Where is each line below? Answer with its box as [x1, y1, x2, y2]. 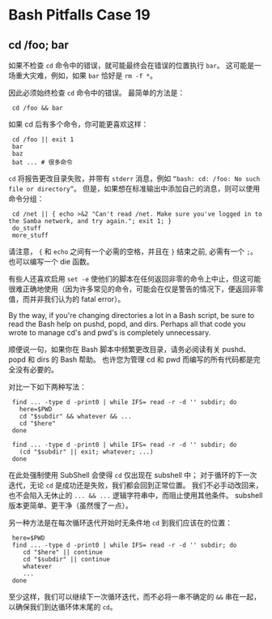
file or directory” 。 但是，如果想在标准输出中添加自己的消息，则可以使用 [8, 184, 261, 193]
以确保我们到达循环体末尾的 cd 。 [8, 602, 117, 612]
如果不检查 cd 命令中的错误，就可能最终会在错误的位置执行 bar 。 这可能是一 [8, 61, 261, 70]
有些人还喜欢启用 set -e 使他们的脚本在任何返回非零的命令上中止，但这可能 [8, 274, 261, 283]
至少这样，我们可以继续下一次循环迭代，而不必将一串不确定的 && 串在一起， [8, 592, 261, 601]
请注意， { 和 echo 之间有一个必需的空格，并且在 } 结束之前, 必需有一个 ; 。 [8, 247, 257, 256]
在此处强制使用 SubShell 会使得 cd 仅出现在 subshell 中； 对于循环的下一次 [8, 471, 257, 479]
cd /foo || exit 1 [11, 135, 74, 144]
